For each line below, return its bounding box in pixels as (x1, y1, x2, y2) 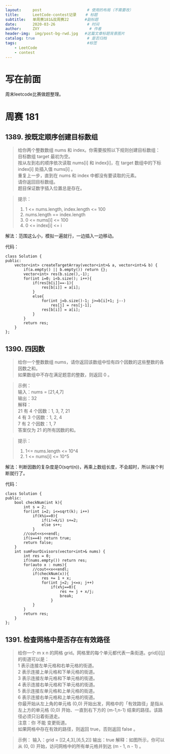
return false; (23, 540, 53, 546)
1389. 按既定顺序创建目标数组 (5, 133, 98, 141)
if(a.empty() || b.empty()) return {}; (23, 267, 108, 273)
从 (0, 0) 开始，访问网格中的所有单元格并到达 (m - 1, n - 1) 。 (17, 743, 144, 749)
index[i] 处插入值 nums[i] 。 (17, 166, 76, 172)
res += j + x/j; (59, 589, 94, 594)
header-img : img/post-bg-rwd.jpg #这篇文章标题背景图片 (5, 31, 125, 36)
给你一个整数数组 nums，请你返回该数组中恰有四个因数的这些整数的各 (17, 359, 164, 365)
